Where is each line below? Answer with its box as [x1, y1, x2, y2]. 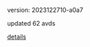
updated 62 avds [7, 19, 55, 27]
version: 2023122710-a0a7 [7, 6, 84, 14]
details [7, 32, 26, 41]
